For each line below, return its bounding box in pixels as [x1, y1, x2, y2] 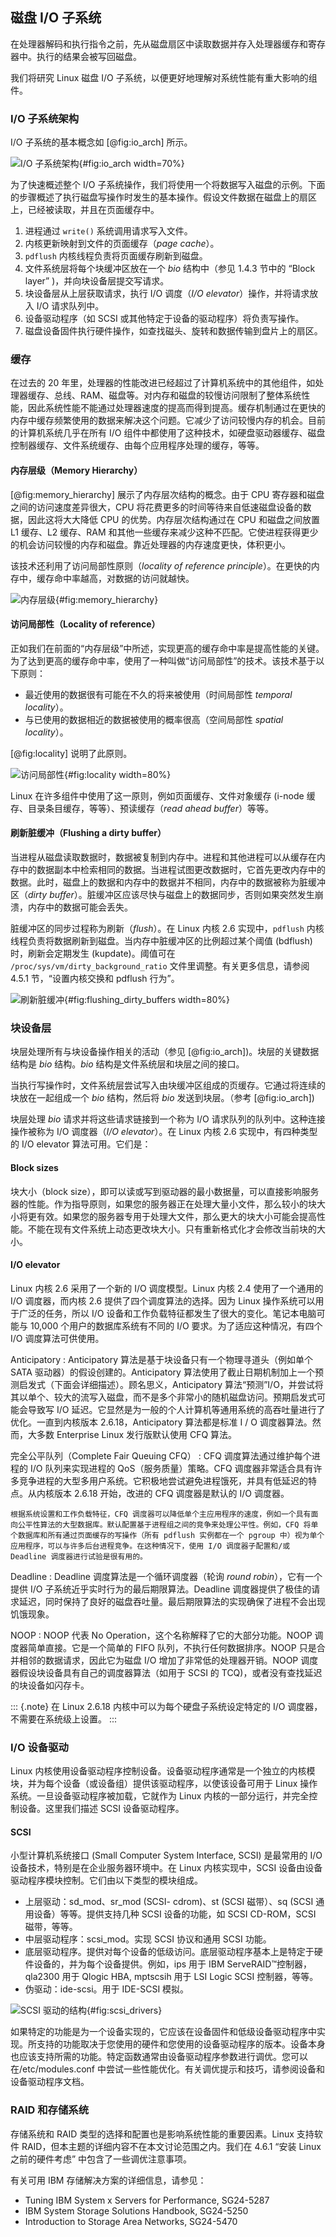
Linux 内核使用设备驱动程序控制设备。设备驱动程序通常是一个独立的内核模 [10, 1765, 316, 1777]
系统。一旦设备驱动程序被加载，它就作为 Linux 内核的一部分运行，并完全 [10, 1790, 310, 1802]
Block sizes [10, 1161, 59, 1173]
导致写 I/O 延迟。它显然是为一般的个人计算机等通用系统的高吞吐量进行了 [27, 1403, 326, 1415]
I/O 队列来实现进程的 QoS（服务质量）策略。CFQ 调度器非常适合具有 [29, 1462, 314, 1474]
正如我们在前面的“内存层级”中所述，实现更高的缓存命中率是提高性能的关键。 [10, 642, 325, 654]
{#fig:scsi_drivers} [86, 2004, 163, 2017]
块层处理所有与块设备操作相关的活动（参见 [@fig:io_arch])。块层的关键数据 [10, 1046, 320, 1058]
